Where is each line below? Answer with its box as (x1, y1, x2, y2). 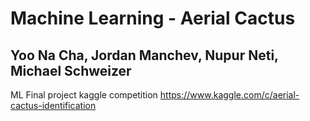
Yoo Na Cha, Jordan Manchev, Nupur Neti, (10, 47, 279, 64)
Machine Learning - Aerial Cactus (10, 7, 296, 30)
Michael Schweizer (10, 62, 132, 79)
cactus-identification (10, 100, 97, 111)
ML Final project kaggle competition (10, 89, 158, 101)
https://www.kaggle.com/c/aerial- (159, 89, 300, 101)
